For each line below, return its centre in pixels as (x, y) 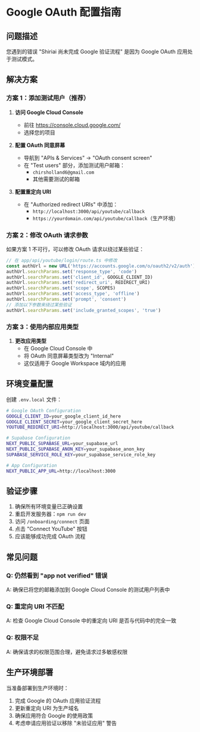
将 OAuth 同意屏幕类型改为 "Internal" (69, 356)
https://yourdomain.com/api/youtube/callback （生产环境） (106, 218)
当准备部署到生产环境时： (37, 688)
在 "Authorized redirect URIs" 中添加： (71, 204)
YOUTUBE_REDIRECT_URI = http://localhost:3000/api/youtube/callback (90, 427)
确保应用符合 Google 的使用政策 (54, 715)
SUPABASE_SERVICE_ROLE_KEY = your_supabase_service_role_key (81, 455)
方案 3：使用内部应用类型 (43, 327)
